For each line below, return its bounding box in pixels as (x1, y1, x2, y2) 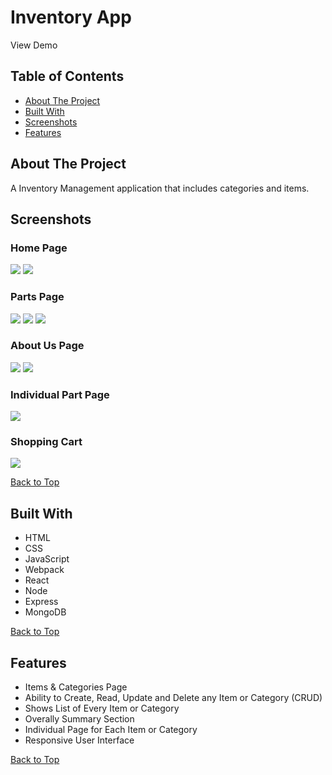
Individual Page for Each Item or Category (24, 724, 198, 736)
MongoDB (24, 606, 67, 618)
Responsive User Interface (24, 734, 135, 746)
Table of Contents (10, 68, 125, 85)
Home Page (10, 241, 68, 255)
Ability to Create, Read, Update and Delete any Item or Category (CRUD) (24, 692, 323, 704)
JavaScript (24, 553, 70, 565)
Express (24, 596, 59, 608)
